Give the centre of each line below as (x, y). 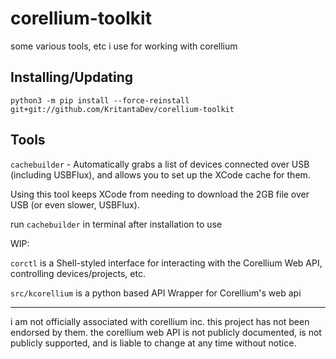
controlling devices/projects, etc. (78, 273)
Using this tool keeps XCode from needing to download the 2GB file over (160, 194)
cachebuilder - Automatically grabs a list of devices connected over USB (160, 164)
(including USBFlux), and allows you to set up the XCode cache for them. (160, 174)
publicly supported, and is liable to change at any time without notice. (153, 343)
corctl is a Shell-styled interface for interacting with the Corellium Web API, (166, 263)
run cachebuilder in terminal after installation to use (116, 224)
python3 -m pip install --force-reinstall (100, 100)
